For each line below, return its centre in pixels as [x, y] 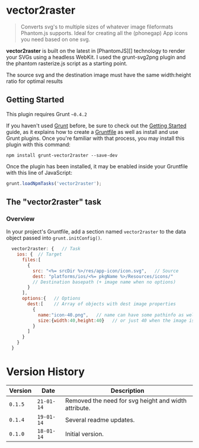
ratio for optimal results [35, 81]
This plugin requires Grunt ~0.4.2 [47, 114]
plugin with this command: [38, 144]
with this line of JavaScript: [39, 172]
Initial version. [84, 434]
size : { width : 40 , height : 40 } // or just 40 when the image [112, 321]
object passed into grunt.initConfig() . [54, 238]
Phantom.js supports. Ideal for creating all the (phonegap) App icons [104, 33]
